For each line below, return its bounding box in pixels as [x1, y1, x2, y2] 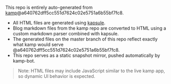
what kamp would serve [12, 41, 64, 48]
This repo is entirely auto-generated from [5, 5, 93, 10]
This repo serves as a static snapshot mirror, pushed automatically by [12, 52, 160, 58]
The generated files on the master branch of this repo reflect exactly [12, 36, 158, 42]
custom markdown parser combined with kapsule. [12, 31, 119, 36]
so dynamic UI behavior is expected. [17, 73, 96, 79]
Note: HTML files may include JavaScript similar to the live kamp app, [17, 68, 165, 74]
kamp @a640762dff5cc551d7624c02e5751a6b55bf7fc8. [5, 10, 124, 16]
